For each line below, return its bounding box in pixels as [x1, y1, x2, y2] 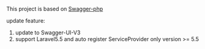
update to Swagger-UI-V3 [15, 29, 81, 36]
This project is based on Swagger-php [6, 6, 103, 12]
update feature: [6, 17, 45, 24]
